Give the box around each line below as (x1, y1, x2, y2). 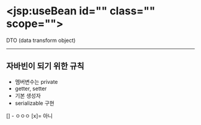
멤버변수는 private (14, 78, 58, 85)
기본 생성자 (14, 92, 41, 99)
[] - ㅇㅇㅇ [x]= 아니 (6, 112, 53, 119)
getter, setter (14, 85, 47, 92)
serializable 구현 (14, 99, 55, 106)
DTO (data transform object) (6, 36, 76, 44)
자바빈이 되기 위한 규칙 (6, 61, 85, 71)
